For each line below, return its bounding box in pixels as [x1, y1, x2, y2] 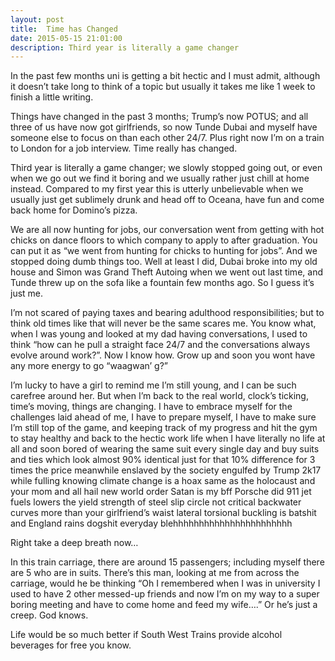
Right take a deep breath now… [10, 537, 139, 549]
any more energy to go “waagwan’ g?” [10, 360, 168, 372]
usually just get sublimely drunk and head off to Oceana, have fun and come [10, 194, 325, 206]
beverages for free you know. [10, 639, 132, 651]
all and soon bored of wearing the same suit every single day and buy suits [10, 443, 320, 455]
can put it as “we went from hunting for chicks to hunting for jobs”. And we [10, 245, 318, 257]
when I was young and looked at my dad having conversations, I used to [10, 328, 308, 340]
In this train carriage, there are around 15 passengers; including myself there [10, 556, 325, 568]
